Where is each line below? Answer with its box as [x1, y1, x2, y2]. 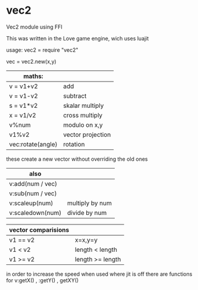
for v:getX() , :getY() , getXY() [6, 276, 79, 283]
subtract [63, 92, 87, 100]
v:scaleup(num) [9, 199, 54, 207]
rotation [63, 140, 85, 148]
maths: [23, 72, 43, 80]
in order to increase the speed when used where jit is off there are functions [6, 270, 193, 277]
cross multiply [63, 111, 103, 119]
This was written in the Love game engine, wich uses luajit [6, 35, 149, 42]
